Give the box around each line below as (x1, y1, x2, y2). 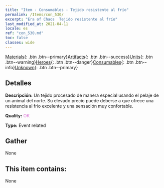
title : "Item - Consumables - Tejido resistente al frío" (5, 7, 129, 13)
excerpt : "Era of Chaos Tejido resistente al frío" (5, 17, 118, 22)
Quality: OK (5, 112, 30, 118)
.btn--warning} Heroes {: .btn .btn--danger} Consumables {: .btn (5, 59, 134, 65)
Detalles (5, 79, 32, 88)
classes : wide (5, 40, 35, 45)
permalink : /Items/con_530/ (5, 12, 64, 17)
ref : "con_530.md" (5, 31, 44, 36)
